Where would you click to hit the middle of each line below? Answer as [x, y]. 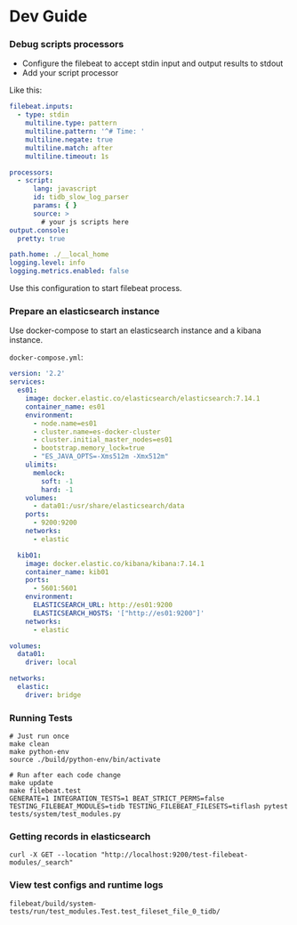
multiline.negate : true [69, 140]
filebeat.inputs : [41, 107]
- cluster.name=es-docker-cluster [97, 432]
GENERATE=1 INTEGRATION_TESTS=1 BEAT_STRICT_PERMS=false [117, 799]
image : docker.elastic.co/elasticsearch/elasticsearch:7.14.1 [143, 399]
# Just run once [39, 736]
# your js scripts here [85, 222]
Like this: [26, 90]
